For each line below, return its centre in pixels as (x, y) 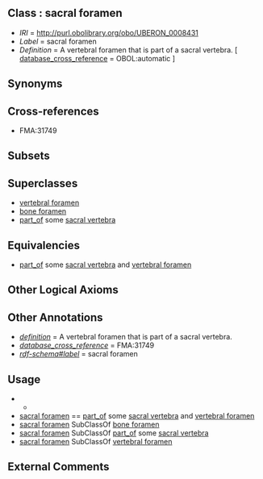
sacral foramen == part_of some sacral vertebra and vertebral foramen (137, 416)
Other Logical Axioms (63, 290)
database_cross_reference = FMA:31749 (87, 345)
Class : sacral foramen (65, 13)
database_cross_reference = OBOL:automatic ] (97, 58)
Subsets (29, 156)
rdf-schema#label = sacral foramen (79, 354)
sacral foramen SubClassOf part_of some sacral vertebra (114, 433)
